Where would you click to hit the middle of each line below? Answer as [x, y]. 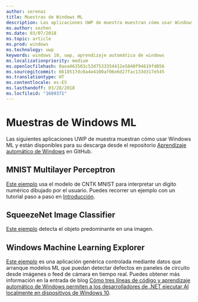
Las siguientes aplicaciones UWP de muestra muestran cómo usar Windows [99, 139]
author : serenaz [26, 11]
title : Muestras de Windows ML [44, 17]
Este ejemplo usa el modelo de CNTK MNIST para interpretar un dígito [91, 184]
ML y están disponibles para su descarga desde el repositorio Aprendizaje [96, 145]
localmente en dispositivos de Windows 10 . [58, 293]
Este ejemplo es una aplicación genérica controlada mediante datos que [94, 261]
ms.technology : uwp [30, 50]
